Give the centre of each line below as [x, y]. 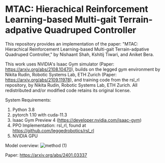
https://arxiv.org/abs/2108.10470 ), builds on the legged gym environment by [83, 69]
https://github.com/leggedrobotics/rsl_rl [53, 130]
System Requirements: [28, 100]
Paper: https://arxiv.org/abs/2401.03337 [46, 155]
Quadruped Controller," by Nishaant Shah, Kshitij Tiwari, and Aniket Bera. [80, 54]
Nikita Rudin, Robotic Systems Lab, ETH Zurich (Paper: [61, 74]
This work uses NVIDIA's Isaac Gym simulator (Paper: [60, 64]
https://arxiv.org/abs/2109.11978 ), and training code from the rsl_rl [72, 80]
